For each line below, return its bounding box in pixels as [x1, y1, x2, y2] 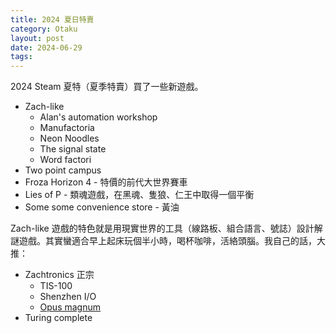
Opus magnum [39, 301, 102, 313]
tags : [10, 52, 33, 62]
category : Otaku [10, 24, 78, 34]
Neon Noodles [39, 132, 100, 145]
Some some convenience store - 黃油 [24, 201, 180, 213]
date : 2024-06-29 [10, 42, 83, 53]
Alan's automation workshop [39, 111, 158, 123]
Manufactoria [39, 122, 95, 134]
